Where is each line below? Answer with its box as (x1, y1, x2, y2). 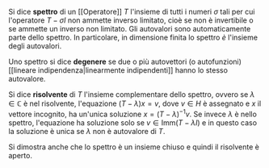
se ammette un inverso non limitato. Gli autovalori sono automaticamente (8, 24, 251, 33)
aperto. (8, 150, 32, 160)
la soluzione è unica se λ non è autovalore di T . (8, 126, 166, 136)
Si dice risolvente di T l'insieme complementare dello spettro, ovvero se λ (8, 90, 255, 99)
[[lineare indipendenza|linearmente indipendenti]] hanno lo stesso (8, 65, 229, 75)
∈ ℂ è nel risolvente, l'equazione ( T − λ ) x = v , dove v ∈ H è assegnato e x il (8, 99, 262, 108)
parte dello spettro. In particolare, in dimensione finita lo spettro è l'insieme (8, 32, 258, 42)
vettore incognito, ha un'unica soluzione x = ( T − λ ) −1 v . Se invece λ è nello (8, 108, 257, 119)
